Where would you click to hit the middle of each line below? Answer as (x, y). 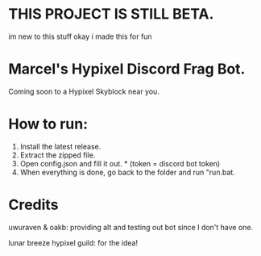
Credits (33, 205)
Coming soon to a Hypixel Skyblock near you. (84, 91)
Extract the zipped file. (58, 155)
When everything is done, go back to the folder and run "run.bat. (127, 172)
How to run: (48, 124)
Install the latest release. (60, 146)
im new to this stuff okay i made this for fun (80, 36)
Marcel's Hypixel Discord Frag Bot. (127, 69)
